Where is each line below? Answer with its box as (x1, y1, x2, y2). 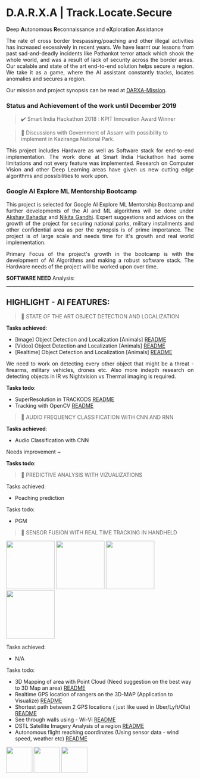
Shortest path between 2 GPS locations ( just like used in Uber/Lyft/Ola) (14, 703, 190, 711)
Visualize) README (14, 697, 62, 705)
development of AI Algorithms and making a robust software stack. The (6, 256, 194, 264)
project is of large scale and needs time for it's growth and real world (6, 232, 194, 239)
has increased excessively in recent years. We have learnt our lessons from (6, 43, 194, 51)
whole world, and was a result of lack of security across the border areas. (6, 56, 194, 63)
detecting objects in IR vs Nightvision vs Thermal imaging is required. (6, 373, 177, 380)
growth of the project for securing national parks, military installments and (6, 220, 194, 227)
